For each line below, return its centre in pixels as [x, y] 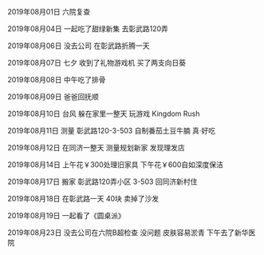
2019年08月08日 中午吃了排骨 [57, 80]
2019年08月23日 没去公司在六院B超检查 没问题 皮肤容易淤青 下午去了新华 [128, 233]
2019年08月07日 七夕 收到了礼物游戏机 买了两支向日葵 [97, 63]
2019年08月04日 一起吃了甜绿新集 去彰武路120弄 [88, 29]
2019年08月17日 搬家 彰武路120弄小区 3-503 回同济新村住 [102, 181]
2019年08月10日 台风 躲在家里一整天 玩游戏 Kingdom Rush [104, 114]
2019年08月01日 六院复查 [49, 12]
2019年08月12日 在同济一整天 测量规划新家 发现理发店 [96, 147]
